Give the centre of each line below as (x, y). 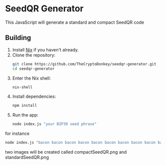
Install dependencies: (34, 96)
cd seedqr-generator (33, 69)
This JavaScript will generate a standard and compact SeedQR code (75, 22)
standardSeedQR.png (27, 157)
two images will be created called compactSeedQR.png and (66, 152)
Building (18, 38)
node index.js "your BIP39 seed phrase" (54, 124)
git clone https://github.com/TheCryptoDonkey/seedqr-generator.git (84, 64)
